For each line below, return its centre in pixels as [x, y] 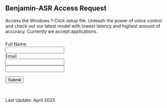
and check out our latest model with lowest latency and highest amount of [83, 26]
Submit [15, 80]
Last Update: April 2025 [30, 100]
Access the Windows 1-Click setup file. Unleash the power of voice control [83, 20]
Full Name [16, 44]
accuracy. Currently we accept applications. [51, 31]
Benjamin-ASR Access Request [56, 8]
